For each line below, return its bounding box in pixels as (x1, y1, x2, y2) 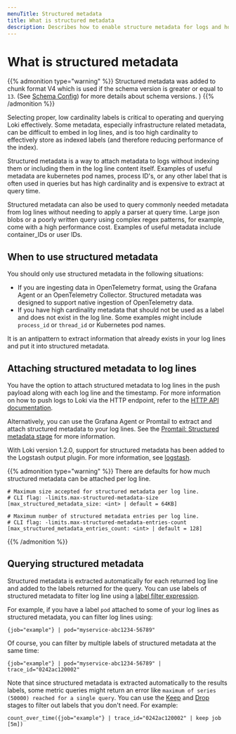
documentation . (7, 403, 53, 412)
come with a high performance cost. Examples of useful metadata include (7, 223, 221, 231)
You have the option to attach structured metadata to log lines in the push (7, 381, 220, 389)
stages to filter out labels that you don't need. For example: (7, 701, 178, 709)
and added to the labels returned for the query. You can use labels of (7, 584, 207, 592)
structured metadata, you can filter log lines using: (7, 613, 153, 621)
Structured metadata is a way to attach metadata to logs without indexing (7, 157, 220, 166)
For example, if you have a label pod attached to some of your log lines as (7, 605, 219, 613)
